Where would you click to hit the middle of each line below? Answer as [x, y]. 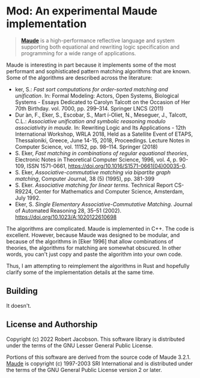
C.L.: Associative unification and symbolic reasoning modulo [90, 121]
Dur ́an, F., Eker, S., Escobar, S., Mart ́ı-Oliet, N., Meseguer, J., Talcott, [101, 115]
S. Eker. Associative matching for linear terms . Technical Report [94, 185]
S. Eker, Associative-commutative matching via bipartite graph [93, 172]
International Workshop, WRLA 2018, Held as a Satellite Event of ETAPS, [104, 134]
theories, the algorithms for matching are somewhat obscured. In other [94, 248]
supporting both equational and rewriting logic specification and [100, 47]
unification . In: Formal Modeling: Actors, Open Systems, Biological [97, 96]
